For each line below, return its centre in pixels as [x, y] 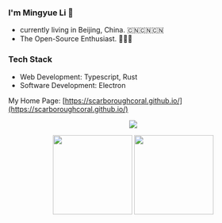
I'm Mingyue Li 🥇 [41, 13]
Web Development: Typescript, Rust [78, 77]
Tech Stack [31, 60]
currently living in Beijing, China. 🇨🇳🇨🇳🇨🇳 [92, 30]
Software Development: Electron [73, 85]
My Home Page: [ [37, 100]
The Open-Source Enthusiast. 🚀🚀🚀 [76, 39]
